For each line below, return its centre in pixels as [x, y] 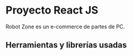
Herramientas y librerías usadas [66, 45]
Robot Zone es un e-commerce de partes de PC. [65, 27]
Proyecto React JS [52, 10]
